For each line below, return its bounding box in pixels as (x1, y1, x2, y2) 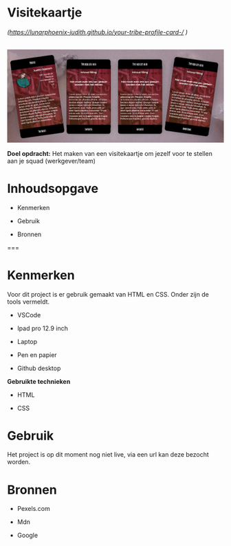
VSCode (16, 310, 41, 319)
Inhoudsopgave (7, 181, 98, 196)
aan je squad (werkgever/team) (7, 157, 96, 165)
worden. (7, 458, 31, 466)
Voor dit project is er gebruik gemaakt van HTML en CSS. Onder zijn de (7, 290, 210, 298)
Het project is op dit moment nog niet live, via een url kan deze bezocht (7, 451, 210, 459)
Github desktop (16, 364, 61, 372)
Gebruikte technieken (7, 377, 71, 385)
